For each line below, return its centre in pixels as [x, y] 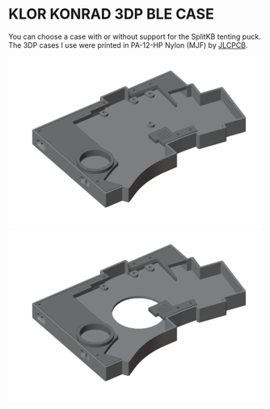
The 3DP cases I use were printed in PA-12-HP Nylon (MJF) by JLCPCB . [128, 45]
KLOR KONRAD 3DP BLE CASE [111, 14]
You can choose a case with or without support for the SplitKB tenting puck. [135, 36]
